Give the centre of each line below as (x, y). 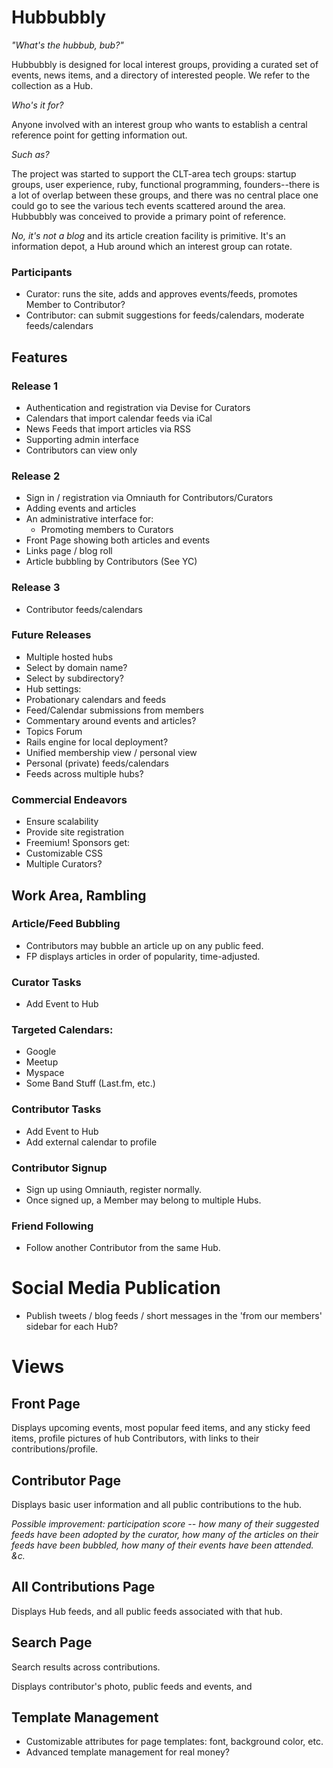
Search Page (52, 1642)
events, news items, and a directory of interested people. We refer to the (161, 75)
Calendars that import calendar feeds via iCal (119, 418)
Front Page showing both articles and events (118, 540)
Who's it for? (37, 105)
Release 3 (36, 588)
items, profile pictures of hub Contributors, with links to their (135, 1438)
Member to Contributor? (75, 305)
